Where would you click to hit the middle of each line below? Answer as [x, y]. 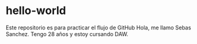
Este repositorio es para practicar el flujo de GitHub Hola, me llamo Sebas [98, 28]
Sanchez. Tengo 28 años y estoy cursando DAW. [67, 34]
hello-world [36, 11]
